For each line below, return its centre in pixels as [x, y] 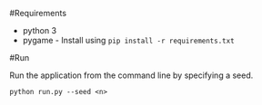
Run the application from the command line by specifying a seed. [131, 75]
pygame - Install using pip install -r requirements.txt [128, 40]
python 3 [40, 30]
